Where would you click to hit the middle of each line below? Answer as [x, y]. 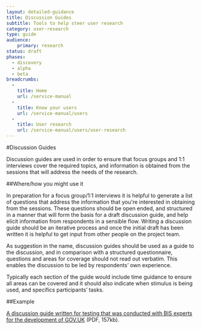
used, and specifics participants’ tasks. [55, 290]
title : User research [44, 125]
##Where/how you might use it [45, 184]
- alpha [21, 68]
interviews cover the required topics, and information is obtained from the [98, 165]
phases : [16, 57]
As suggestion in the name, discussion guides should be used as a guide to [100, 246]
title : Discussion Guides [39, 18]
